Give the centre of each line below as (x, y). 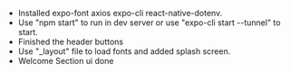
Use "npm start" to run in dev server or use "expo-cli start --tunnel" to (149, 23)
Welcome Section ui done (66, 61)
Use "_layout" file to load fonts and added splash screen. (124, 51)
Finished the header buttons (71, 41)
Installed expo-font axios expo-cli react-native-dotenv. (120, 13)
